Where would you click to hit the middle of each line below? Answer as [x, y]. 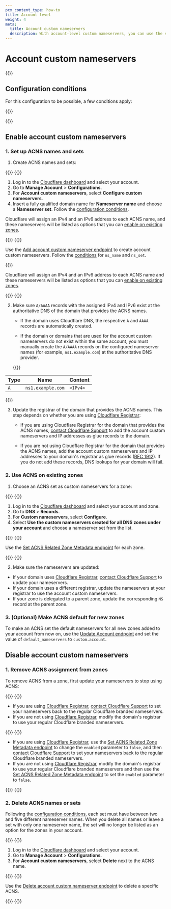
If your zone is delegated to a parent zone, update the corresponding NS [88, 598]
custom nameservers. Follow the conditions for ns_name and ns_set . [76, 255]
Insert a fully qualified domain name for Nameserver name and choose [87, 204]
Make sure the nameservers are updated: [56, 567]
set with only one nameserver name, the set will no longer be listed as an [82, 825]
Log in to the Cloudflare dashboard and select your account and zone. [86, 506]
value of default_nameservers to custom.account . [56, 639]
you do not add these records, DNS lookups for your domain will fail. [92, 462]
